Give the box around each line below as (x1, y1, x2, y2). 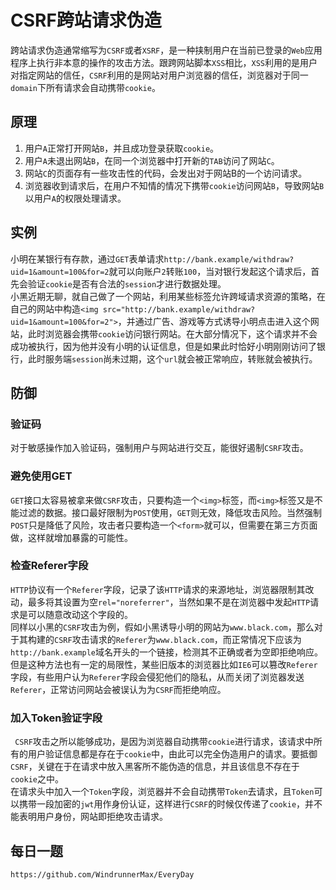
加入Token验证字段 (10, 711, 103, 725)
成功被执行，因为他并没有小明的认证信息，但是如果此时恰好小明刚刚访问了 (10, 340, 317, 352)
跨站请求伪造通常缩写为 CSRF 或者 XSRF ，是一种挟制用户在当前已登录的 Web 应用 (10, 44, 323, 56)
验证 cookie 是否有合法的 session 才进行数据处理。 (27, 277, 227, 290)
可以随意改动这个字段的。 (27, 608, 133, 620)
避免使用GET (10, 469, 73, 483)
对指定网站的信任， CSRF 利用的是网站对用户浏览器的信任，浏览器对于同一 (10, 69, 309, 81)
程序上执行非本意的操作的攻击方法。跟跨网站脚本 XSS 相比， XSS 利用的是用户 (10, 56, 318, 68)
